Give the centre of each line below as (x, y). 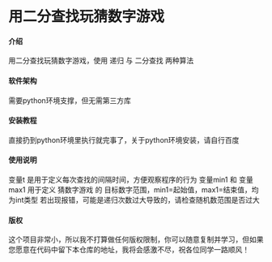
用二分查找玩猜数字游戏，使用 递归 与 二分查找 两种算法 (101, 61)
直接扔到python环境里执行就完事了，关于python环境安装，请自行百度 (124, 140)
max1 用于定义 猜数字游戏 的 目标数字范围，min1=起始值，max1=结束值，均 (134, 190)
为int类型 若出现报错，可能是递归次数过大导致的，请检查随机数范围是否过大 (134, 200)
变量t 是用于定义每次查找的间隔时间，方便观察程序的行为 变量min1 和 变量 (131, 180)
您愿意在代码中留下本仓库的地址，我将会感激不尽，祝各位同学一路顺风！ (129, 250)
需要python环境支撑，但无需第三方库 (70, 100)
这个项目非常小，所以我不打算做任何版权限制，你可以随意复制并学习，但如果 (136, 239)
